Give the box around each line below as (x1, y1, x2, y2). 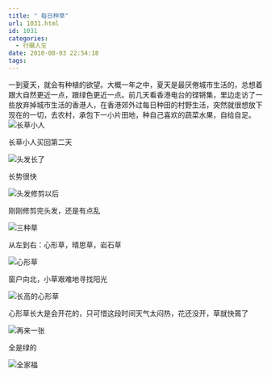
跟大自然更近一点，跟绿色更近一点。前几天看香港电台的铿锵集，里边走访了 (8, 89, 256, 99)
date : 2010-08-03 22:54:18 (8, 49, 99, 57)
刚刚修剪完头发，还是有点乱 (8, 205, 101, 215)
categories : (8, 34, 48, 43)
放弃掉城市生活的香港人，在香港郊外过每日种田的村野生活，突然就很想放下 (15, 100, 263, 110)
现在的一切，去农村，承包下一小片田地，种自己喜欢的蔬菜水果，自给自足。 (8, 110, 256, 119)
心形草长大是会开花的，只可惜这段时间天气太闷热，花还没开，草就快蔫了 (8, 308, 248, 318)
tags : (8, 57, 27, 65)
